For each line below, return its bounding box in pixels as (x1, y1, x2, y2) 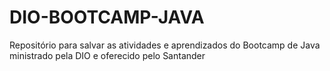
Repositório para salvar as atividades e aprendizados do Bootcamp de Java (9, 39, 321, 51)
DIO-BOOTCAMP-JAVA (9, 6, 205, 29)
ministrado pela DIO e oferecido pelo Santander (9, 49, 206, 61)
